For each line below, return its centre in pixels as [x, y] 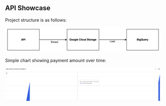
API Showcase [28, 8]
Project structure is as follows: [36, 20]
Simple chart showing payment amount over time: [56, 60]
